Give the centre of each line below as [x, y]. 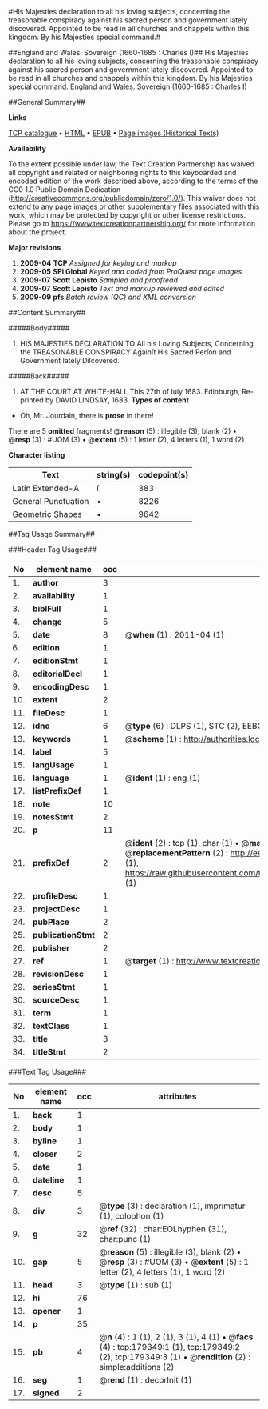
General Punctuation [51, 501]
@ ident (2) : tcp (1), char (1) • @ [187, 843]
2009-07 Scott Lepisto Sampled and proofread [99, 280]
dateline [49, 1180]
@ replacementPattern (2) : [177, 853]
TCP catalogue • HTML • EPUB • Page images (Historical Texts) [114, 133]
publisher [51, 948]
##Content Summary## [47, 312]
